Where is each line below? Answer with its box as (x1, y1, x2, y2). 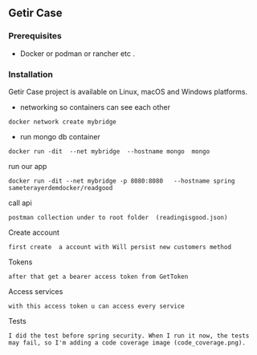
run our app (8, 161, 47, 171)
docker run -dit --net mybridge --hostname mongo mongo (8, 147, 210, 155)
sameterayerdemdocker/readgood (8, 184, 113, 192)
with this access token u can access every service (8, 302, 185, 310)
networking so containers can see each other (19, 102, 171, 111)
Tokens (8, 256, 33, 267)
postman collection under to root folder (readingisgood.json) (8, 213, 228, 221)
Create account (8, 228, 60, 237)
